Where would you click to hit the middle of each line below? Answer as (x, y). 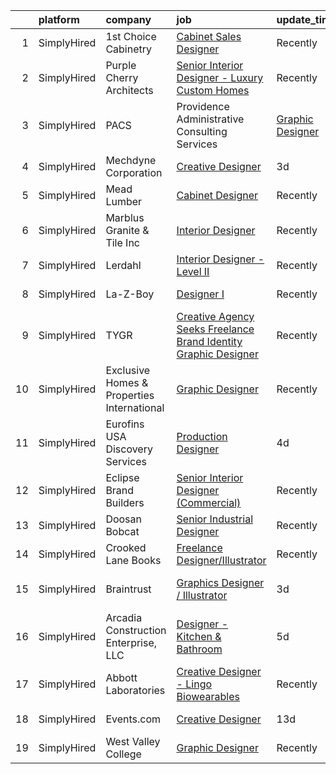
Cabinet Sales (209, 36)
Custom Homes (213, 90)
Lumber (124, 201)
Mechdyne (131, 160)
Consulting (202, 131)
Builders (125, 502)
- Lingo (194, 684)
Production (202, 436)
